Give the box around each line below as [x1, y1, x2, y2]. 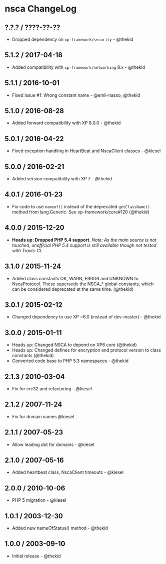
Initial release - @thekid [11, 553, 61, 559]
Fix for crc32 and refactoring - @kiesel [11, 385, 92, 392]
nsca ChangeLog [4, 3, 77, 15]
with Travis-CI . [11, 247, 43, 254]
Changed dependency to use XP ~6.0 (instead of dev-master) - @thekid [11, 314, 161, 320]
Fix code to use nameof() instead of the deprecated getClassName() [11, 203, 150, 209]
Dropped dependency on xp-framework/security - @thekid [11, 36, 133, 42]
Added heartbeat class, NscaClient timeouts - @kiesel [11, 469, 123, 475]
